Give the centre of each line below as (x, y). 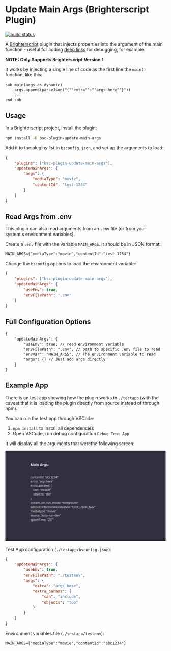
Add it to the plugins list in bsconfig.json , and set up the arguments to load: (84, 148)
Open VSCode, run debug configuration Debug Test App (71, 434)
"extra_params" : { (52, 591)
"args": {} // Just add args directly (65, 360)
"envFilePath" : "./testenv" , (54, 575)
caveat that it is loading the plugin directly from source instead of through (82, 403)
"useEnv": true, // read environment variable (74, 344)
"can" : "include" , (61, 597)
